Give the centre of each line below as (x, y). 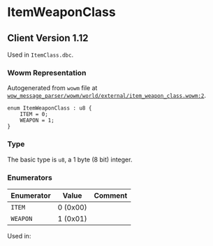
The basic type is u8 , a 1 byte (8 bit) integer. (70, 159)
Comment (111, 195)
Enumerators (30, 178)
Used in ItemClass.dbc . (41, 55)
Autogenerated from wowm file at (52, 88)
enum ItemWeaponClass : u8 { (50, 108)
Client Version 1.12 (48, 38)
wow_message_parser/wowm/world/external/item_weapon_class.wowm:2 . (107, 96)
